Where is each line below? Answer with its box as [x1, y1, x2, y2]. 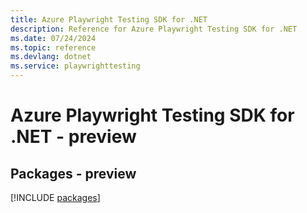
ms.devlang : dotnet [10, 52, 92, 62]
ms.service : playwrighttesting [10, 61, 141, 71]
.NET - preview [10, 126, 137, 148]
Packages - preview [10, 165, 137, 182]
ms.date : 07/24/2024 [10, 33, 97, 43]
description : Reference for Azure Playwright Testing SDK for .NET [10, 24, 298, 34]
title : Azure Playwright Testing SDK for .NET [10, 14, 208, 25]
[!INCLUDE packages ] [10, 192, 101, 203]
